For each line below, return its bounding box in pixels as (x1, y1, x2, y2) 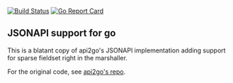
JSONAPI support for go (7, 27, 116, 39)
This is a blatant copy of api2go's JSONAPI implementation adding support (7, 46, 226, 55)
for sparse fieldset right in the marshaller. (7, 53, 127, 62)
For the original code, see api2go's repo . (7, 67, 126, 76)
